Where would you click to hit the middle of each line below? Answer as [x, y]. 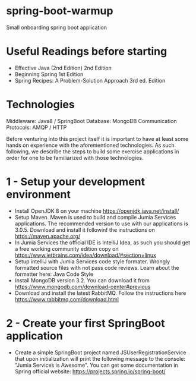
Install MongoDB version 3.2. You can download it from [82, 280]
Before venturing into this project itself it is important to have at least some [97, 138]
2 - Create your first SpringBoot [86, 323]
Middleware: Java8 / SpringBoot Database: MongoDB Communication [91, 121]
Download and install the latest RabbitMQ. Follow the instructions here [100, 293]
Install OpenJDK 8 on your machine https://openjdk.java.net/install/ [97, 211]
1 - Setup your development [76, 182]
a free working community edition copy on [67, 248]
